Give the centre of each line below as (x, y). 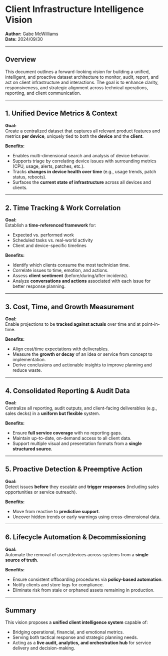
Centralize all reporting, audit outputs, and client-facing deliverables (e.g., (81, 408)
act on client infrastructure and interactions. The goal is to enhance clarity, (82, 82)
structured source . (32, 449)
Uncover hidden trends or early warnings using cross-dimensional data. (86, 517)
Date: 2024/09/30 (24, 39)
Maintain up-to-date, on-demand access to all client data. (72, 438)
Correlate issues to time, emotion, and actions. (60, 270)
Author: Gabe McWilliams (32, 34)
